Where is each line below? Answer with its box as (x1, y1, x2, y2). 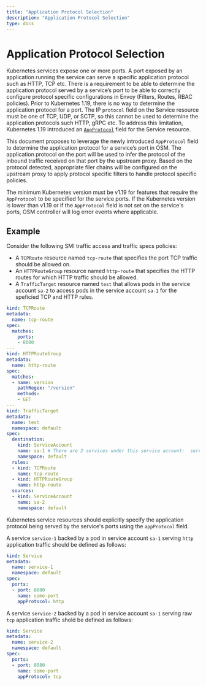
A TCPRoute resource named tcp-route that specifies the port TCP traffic (15, 254, 197, 261)
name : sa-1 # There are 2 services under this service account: (17, 448, 185, 454)
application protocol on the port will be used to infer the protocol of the (6, 151, 186, 158)
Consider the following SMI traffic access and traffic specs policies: (6, 242, 177, 250)
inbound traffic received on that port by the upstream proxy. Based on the (6, 157, 193, 164)
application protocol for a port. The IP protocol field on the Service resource (6, 106, 199, 114)
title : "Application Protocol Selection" (6, 9, 114, 15)
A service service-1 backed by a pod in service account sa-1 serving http (6, 534, 194, 542)
